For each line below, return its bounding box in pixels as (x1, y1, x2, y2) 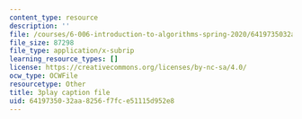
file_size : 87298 (9, 38, 75, 47)
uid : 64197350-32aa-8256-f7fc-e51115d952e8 (9, 96, 175, 106)
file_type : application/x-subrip (9, 47, 135, 55)
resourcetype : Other (9, 80, 87, 89)
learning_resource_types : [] (9, 55, 119, 64)
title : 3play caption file (9, 88, 111, 97)
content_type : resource (9, 13, 99, 22)
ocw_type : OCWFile (9, 72, 78, 81)
